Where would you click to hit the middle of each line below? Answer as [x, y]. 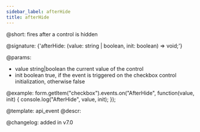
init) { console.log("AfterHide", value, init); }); [61, 99]
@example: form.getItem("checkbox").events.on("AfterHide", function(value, [100, 93]
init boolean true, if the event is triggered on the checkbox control [96, 75]
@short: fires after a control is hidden [52, 34]
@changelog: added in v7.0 [40, 122]
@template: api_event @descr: [44, 111]
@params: [19, 57]
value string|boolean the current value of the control [79, 68]
